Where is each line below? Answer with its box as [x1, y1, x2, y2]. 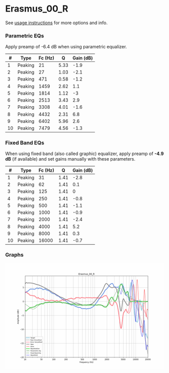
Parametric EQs [5, 32, 44, 39]
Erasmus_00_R [5, 3, 68, 15]
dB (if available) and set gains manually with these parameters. [5, 156, 136, 162]
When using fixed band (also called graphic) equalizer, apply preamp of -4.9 [5, 151, 164, 157]
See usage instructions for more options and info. [5, 20, 108, 26]
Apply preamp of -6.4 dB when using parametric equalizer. [5, 44, 127, 50]
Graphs [5, 251, 24, 258]
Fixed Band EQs [5, 139, 44, 146]
